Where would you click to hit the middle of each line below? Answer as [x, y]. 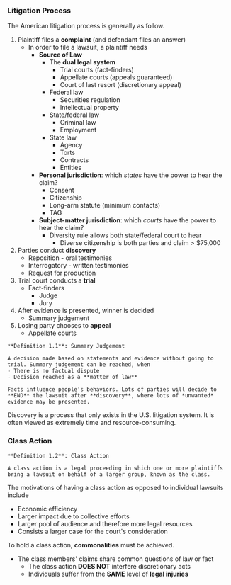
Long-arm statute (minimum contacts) [105, 205]
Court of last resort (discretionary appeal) [121, 85]
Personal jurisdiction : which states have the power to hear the [130, 175]
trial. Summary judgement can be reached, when [79, 365]
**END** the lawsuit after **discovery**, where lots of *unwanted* [111, 396]
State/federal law [74, 115]
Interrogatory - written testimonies [78, 266]
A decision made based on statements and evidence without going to [111, 359]
